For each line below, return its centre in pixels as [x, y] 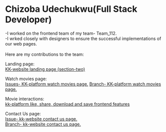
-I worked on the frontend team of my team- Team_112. [61, 33]
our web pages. [21, 44]
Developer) [28, 20]
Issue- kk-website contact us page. [41, 119]
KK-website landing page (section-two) [45, 69]
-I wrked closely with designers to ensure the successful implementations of [83, 39]
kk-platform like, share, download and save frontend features [67, 104]
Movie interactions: [25, 99]
